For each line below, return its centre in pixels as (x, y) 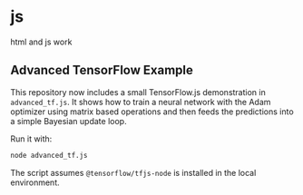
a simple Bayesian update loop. (68, 121)
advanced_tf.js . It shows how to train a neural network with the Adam (141, 102)
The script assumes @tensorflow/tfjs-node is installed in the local (133, 172)
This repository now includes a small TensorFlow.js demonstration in (138, 92)
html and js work (41, 42)
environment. (35, 182)
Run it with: (31, 139)
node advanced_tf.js (49, 155)
